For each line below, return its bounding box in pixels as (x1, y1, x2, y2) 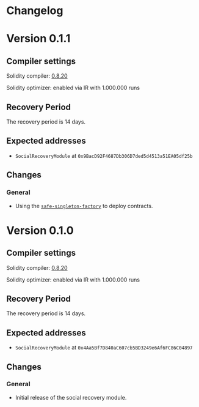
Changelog (6, 4, 63, 18)
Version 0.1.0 (6, 223, 74, 237)
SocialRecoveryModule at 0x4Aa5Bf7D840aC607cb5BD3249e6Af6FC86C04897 (15, 344, 193, 351)
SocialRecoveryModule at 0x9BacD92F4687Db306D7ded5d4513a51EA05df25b (15, 152, 193, 159)
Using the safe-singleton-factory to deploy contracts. (15, 202, 153, 209)
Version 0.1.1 (6, 32, 71, 46)
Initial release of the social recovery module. (15, 394, 127, 401)
